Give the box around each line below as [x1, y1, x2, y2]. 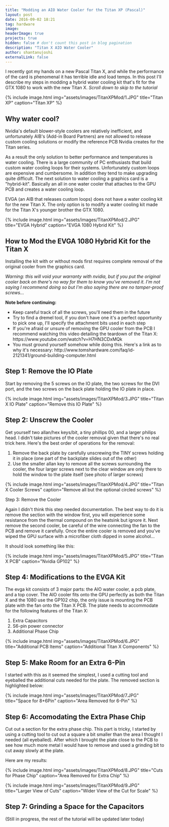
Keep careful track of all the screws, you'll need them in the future [12, 309, 150, 315]
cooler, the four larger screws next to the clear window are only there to [12, 466, 162, 472]
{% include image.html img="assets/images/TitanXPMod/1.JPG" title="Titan [5, 94, 163, 100]
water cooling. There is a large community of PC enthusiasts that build [5, 159, 151, 165]
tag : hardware [5, 21, 35, 27]
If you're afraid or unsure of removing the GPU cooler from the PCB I [12, 326, 155, 331]
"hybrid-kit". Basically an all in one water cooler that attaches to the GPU [5, 181, 156, 187]
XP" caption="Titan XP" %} [5, 100, 62, 106]
